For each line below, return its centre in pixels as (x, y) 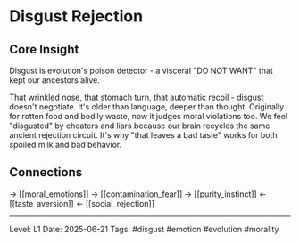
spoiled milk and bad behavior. (66, 145)
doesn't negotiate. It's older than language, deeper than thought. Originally (147, 107)
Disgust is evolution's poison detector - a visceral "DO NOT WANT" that (142, 70)
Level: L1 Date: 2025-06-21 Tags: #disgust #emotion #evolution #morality (144, 229)
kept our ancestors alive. (55, 80)
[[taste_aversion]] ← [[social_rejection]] (82, 203)
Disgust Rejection (76, 16)
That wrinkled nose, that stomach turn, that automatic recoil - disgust (137, 97)
